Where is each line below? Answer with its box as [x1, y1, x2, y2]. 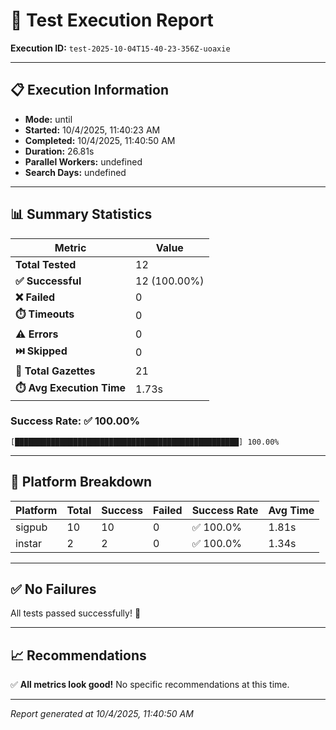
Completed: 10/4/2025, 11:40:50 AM [24, 134, 176, 146]
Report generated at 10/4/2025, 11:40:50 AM [10, 708, 194, 720]
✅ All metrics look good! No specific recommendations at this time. [10, 679, 290, 691]
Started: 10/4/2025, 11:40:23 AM [24, 124, 161, 136]
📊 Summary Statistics [10, 206, 153, 223]
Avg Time [268, 503, 315, 517]
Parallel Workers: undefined [24, 155, 143, 168]
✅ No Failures [10, 581, 97, 598]
